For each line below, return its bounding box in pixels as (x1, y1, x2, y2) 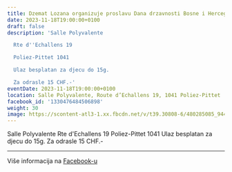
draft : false (7, 23, 45, 30)
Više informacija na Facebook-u (7, 157, 98, 165)
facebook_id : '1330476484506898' (7, 98, 104, 105)
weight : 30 (7, 105, 39, 111)
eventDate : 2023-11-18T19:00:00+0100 (7, 85, 116, 92)
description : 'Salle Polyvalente (7, 29, 104, 36)
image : (7, 111, 26, 118)
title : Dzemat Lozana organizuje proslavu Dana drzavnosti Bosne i (7, 10, 206, 17)
